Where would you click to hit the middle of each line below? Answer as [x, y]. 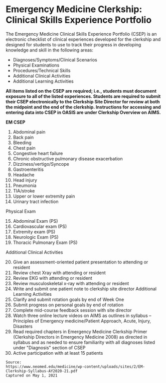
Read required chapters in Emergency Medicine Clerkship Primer [80, 332]
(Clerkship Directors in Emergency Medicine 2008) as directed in [80, 337]
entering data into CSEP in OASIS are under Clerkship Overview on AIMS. [83, 112]
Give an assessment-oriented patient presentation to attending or [80, 262]
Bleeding [22, 143]
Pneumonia [25, 185]
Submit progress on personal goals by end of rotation [68, 305]
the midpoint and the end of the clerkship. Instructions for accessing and [83, 107]
